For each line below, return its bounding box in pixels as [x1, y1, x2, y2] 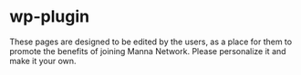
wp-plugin [9, 6, 89, 27]
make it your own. [9, 55, 77, 66]
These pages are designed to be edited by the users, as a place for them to [9, 36, 293, 47]
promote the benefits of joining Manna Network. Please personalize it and [9, 45, 286, 56]
